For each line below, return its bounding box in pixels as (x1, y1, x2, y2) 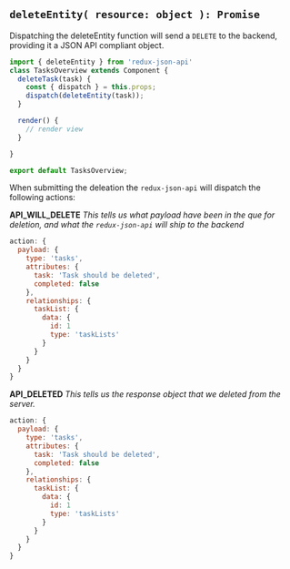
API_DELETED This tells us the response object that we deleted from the (9, 389, 282, 400)
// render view (25, 124, 84, 134)
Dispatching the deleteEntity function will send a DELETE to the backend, (9, 30, 278, 41)
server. (9, 399, 36, 410)
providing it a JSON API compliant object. (9, 39, 165, 50)
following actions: (9, 192, 75, 203)
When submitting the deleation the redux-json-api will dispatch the (9, 182, 261, 193)
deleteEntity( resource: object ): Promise (9, 8, 261, 22)
